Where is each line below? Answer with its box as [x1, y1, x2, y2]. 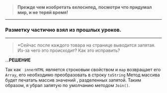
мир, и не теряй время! [17, 9, 69, 15]
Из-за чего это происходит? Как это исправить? [17, 47, 120, 53]
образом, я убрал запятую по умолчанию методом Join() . [5, 83, 130, 89]
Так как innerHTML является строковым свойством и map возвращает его [5, 67, 161, 73]
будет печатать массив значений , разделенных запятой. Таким [5, 77, 142, 83]
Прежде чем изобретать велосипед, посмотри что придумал [17, 4, 152, 10]
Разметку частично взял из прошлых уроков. [5, 26, 122, 33]
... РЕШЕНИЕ [5, 57, 31, 63]
